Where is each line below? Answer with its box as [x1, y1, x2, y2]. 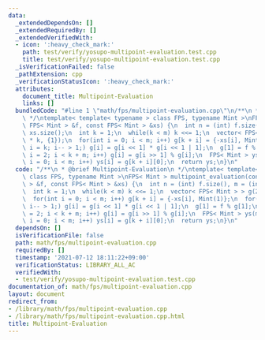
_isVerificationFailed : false [15, 63, 114, 71]
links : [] [22, 99, 55, 107]
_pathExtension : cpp [15, 70, 83, 78]
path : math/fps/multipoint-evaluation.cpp [15, 239, 157, 247]
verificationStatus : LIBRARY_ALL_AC [15, 261, 136, 269]
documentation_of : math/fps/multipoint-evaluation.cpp [8, 283, 192, 291]
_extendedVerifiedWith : [15, 33, 93, 42]
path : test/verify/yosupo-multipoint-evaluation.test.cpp [22, 48, 217, 56]
